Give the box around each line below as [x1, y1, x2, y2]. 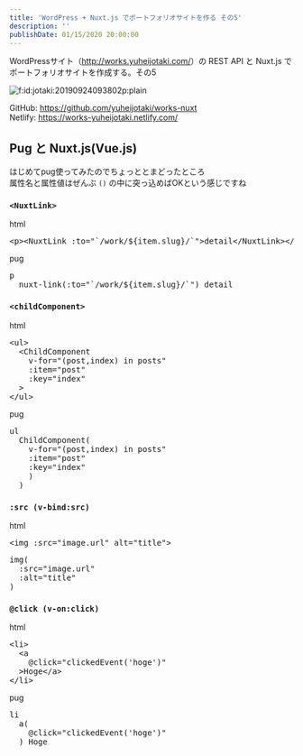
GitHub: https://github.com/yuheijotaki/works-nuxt [9, 103, 197, 114]
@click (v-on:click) [9, 604, 100, 613]
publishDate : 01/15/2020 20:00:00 [9, 30, 140, 39]
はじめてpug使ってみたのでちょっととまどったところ [9, 166, 206, 177]
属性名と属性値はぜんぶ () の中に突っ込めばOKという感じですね [9, 178, 247, 189]
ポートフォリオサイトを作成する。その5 [9, 67, 157, 78]
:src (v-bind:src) [9, 502, 90, 512]
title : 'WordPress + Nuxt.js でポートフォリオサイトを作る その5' [9, 13, 243, 23]
